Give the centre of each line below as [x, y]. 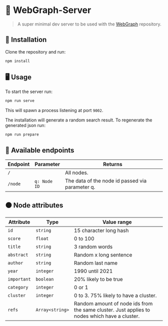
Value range [117, 222]
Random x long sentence [103, 254]
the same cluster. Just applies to [112, 309]
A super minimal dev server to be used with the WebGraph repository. [89, 24]
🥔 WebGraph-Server [48, 10]
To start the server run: [29, 91]
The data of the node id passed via [105, 181]
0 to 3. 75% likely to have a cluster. [115, 295]
